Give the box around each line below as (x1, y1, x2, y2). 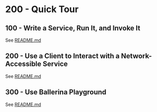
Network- (121, 52, 152, 60)
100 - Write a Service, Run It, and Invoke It (5, 24, 141, 32)
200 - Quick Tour (5, 4, 79, 15)
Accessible (5, 60, 42, 68)
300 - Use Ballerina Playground (5, 88, 107, 97)
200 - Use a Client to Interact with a (5, 52, 120, 60)
